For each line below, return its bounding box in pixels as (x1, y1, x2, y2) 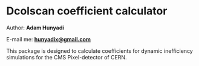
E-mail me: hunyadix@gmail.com (6, 35, 91, 43)
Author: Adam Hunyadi (6, 24, 65, 31)
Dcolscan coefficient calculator (6, 4, 168, 18)
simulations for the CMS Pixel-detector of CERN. (6, 53, 127, 61)
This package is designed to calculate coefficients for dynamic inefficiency (6, 47, 194, 55)
